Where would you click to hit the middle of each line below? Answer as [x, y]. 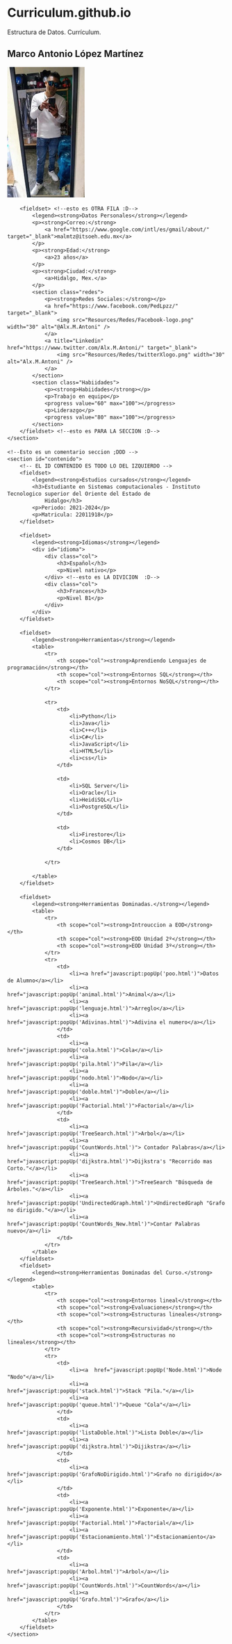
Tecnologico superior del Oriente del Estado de [79, 494]
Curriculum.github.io [69, 13]
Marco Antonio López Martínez [76, 54]
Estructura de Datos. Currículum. [54, 32]
